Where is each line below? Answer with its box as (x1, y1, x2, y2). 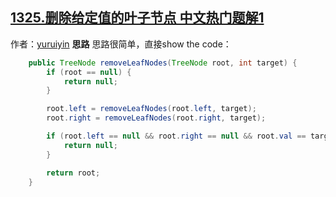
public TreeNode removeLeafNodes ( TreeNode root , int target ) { (28, 58, 298, 68)
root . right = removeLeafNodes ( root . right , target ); (46, 113, 267, 123)
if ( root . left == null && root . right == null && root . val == (46, 131, 307, 142)
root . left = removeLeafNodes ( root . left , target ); (46, 104, 257, 114)
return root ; (46, 168, 101, 178)
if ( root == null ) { (46, 67, 132, 77)
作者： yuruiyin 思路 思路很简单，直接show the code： (10, 38, 232, 50)
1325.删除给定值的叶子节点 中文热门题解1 (10, 9, 265, 27)
